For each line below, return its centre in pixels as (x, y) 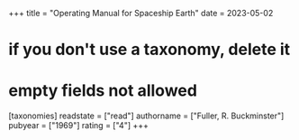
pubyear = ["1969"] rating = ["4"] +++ (79, 126)
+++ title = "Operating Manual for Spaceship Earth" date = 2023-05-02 (141, 13)
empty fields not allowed (103, 91)
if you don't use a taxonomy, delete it (149, 50)
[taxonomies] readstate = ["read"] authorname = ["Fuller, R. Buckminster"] (146, 116)
